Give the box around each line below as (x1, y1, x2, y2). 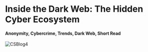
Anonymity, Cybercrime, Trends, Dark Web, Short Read (5, 30, 121, 36)
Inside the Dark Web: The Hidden (5, 3, 144, 15)
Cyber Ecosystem (5, 14, 80, 25)
